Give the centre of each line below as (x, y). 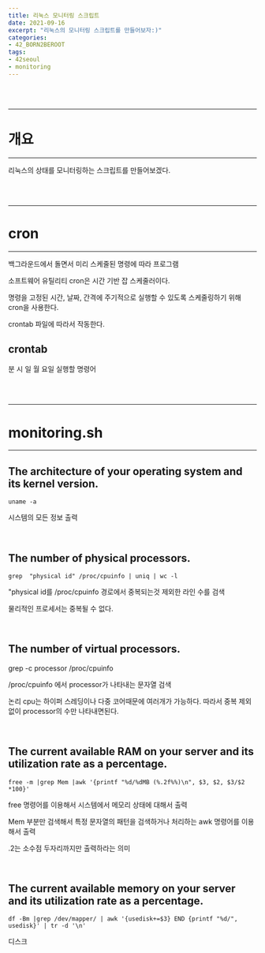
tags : (17, 52)
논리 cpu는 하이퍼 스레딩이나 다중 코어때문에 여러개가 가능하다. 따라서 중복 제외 (130, 701)
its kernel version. (53, 483)
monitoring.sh (56, 433)
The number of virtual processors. (94, 649)
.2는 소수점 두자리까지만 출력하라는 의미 (69, 848)
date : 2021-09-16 (37, 23)
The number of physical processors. (99, 558)
